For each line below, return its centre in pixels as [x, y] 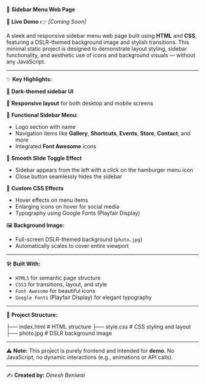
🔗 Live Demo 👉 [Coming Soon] [46, 22]
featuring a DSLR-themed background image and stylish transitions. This [98, 42]
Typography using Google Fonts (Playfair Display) [77, 213]
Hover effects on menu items [52, 200]
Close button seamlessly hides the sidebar [69, 176]
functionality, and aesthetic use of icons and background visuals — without [101, 55]
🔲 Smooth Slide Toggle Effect [44, 158]
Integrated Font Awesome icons [56, 146]
